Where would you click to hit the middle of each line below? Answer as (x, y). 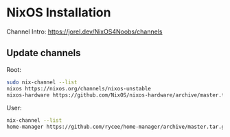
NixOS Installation (59, 13)
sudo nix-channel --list (42, 82)
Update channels (44, 53)
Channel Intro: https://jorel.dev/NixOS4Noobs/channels (84, 32)
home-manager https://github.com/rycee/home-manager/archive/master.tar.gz (117, 127)
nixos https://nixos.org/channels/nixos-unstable (79, 88)
